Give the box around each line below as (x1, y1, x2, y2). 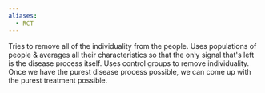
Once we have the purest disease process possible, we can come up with (8, 67, 251, 76)
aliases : (8, 11, 38, 20)
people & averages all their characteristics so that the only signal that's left (8, 50, 255, 59)
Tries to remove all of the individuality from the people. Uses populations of (8, 41, 257, 51)
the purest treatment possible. (8, 75, 108, 85)
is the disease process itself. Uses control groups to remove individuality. (8, 58, 250, 68)
